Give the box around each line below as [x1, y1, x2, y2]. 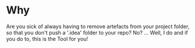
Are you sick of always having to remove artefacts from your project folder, [6, 23, 190, 30]
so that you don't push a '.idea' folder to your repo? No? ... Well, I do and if [6, 29, 188, 36]
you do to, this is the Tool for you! [6, 35, 88, 42]
